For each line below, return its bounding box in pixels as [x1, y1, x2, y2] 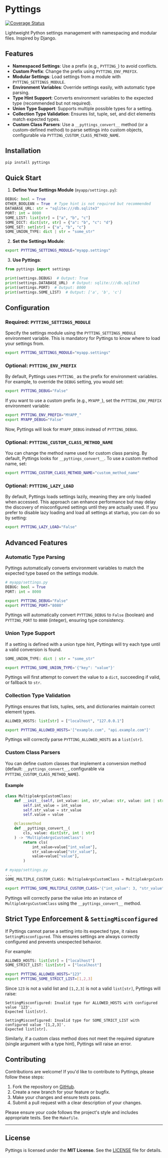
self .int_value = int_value [23, 803, 81, 808]
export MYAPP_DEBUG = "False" [5, 417, 64, 423]
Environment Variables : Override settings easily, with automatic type [12, 84, 155, 90]
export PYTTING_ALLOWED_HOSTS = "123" [5, 972, 81, 977]
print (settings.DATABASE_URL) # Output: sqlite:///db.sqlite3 [5, 280, 140, 285]
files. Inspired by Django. [5, 35, 56, 41]
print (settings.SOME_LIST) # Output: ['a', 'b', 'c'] [5, 289, 122, 295]
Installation [5, 147, 41, 155]
